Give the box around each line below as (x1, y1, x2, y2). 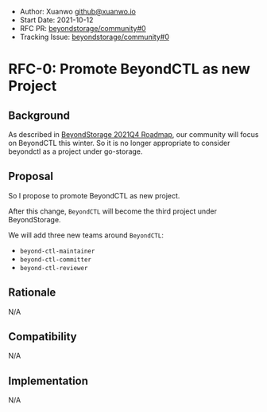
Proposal (8, 170, 54, 183)
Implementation (8, 374, 89, 387)
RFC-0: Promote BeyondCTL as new (8, 60, 250, 78)
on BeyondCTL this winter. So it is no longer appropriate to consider (8, 139, 230, 147)
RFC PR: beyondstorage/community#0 (19, 24, 146, 33)
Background (8, 108, 70, 122)
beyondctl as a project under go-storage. (8, 147, 143, 156)
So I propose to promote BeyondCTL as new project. (8, 190, 180, 200)
